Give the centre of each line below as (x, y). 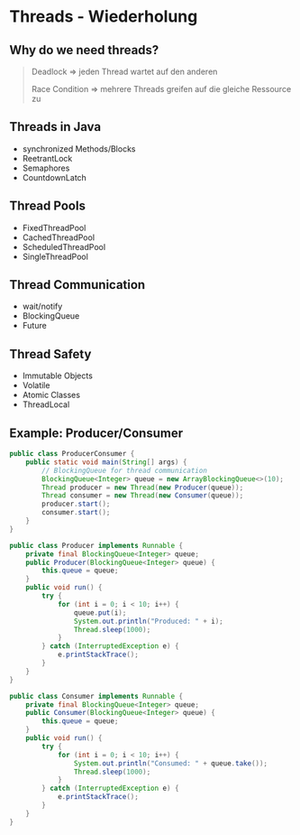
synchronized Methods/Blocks (79, 148)
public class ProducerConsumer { (72, 454)
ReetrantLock (47, 158)
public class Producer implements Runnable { (96, 545)
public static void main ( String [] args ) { (106, 462)
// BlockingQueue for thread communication (124, 470)
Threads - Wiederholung (104, 17)
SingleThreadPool (55, 256)
